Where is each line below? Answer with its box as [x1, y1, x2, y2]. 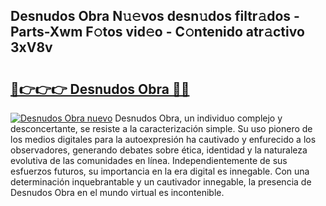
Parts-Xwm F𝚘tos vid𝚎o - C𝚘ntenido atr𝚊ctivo [10, 24, 305, 41]
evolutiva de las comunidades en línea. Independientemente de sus [10, 155, 288, 166]
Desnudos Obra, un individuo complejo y [114, 112, 283, 124]
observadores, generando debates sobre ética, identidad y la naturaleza [10, 144, 308, 156]
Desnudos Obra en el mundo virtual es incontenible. [10, 187, 225, 198]
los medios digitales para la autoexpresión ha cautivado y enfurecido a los [10, 134, 317, 145]
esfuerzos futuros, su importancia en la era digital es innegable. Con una [10, 165, 310, 177]
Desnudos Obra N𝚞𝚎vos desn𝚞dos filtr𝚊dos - [10, 8, 300, 25]
